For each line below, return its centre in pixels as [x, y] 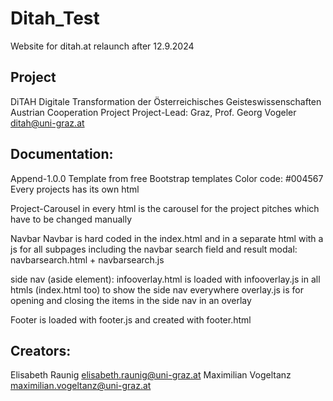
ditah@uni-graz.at [47, 123]
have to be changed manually [71, 219]
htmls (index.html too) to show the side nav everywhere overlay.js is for [157, 289]
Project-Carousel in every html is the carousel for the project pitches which [165, 208]
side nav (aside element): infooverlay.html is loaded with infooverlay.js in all [165, 279]
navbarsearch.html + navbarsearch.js [87, 259]
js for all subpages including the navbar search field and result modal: [154, 249]
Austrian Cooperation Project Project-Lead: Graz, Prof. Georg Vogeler [153, 112]
